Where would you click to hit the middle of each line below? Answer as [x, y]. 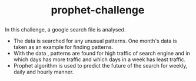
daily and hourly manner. [44, 72]
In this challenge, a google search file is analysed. [65, 30]
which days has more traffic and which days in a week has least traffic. [99, 59]
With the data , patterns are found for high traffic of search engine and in [102, 54]
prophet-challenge [98, 10]
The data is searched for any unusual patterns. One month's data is [95, 41]
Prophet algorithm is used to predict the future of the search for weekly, [100, 66]
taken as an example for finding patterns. [63, 47]
